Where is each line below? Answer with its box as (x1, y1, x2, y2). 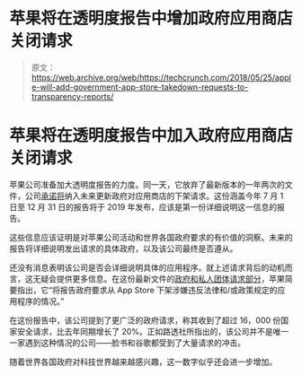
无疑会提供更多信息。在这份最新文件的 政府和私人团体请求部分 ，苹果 (32, 273, 285, 283)
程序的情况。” (16, 295, 65, 306)
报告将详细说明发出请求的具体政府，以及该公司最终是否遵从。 (9, 243, 238, 254)
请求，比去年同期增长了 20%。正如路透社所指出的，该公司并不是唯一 (32, 326, 289, 336)
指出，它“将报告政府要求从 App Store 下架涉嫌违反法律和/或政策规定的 (16, 284, 278, 295)
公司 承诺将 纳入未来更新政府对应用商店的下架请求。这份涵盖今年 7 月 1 (24, 190, 284, 201)
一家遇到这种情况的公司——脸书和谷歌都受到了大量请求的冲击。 (9, 337, 245, 348)
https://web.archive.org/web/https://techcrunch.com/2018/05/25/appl (31, 72, 292, 83)
